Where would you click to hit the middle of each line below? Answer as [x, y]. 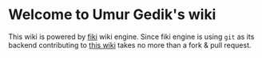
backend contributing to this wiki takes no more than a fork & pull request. [130, 44]
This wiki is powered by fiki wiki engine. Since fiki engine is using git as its [131, 37]
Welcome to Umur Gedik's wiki [112, 15]
